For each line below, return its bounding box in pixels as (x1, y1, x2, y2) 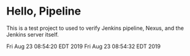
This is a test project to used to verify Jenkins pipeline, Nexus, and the (6, 24, 184, 32)
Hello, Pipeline (6, 4, 82, 18)
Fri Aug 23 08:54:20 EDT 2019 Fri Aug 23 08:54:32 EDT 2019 (6, 43, 161, 50)
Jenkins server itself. (6, 30, 59, 38)
